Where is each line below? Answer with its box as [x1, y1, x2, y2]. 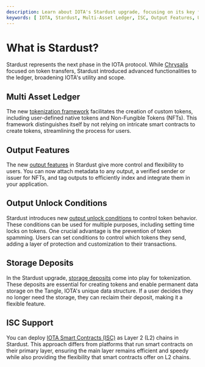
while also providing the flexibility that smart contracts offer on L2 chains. [6, 353, 191, 360]
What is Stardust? [6, 41, 99, 55]
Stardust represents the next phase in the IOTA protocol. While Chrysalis [6, 61, 189, 68]
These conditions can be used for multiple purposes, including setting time [6, 221, 195, 228]
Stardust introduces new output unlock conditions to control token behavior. [6, 214, 198, 221]
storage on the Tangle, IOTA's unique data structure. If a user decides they [6, 287, 193, 294]
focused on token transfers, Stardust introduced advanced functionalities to [6, 68, 197, 75]
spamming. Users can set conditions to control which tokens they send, [6, 233, 187, 241]
